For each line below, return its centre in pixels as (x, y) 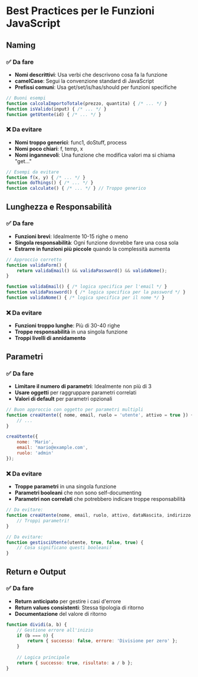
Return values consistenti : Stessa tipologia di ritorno (79, 607)
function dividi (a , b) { (37, 625)
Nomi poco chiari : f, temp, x (49, 148)
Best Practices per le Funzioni (80, 11)
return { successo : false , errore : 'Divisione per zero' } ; (103, 641)
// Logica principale (43, 658)
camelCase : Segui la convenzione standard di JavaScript (84, 81)
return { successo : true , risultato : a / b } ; (75, 663)
